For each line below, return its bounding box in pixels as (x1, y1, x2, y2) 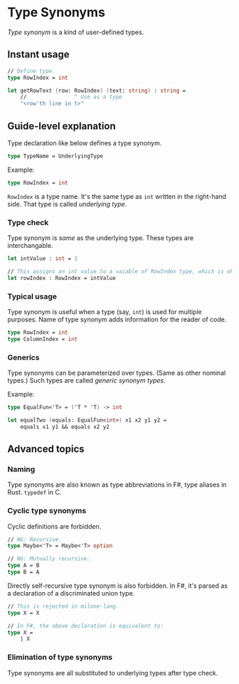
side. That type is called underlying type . (7, 199, 127, 208)
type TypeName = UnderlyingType (7, 152, 103, 160)
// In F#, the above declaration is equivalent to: (7, 622, 164, 629)
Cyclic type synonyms (7, 506, 87, 516)
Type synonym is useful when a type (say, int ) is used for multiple (7, 307, 202, 316)
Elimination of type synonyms (7, 653, 112, 663)
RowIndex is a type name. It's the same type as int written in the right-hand (7, 192, 226, 200)
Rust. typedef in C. (7, 488, 62, 497)
